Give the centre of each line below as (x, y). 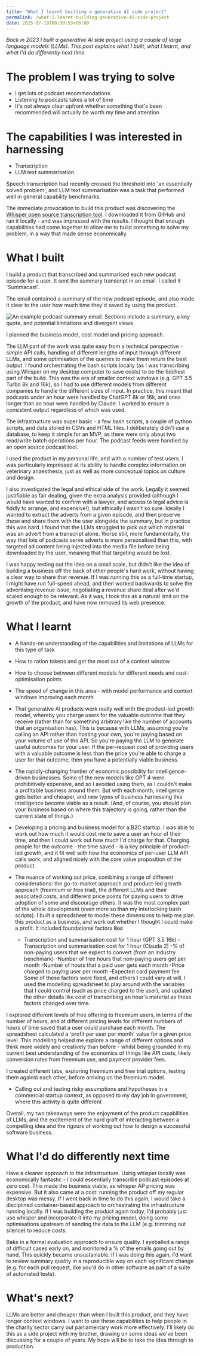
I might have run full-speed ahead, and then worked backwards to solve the (99, 584)
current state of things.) (44, 816)
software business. (30, 1133)
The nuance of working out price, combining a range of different (94, 877)
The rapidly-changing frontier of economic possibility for (84, 771)
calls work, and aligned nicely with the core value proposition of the (98, 859)
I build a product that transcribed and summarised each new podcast (91, 274)
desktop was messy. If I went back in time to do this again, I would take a (96, 1199)
